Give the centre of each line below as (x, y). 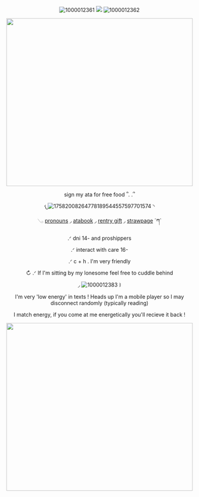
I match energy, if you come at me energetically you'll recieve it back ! (99, 314)
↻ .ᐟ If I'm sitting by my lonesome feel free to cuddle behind (99, 273)
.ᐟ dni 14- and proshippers (99, 238)
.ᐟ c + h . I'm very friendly (99, 261)
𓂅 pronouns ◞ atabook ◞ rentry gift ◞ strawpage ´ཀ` (99, 220)
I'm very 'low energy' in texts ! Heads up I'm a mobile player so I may (99, 297)
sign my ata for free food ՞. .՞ (99, 195)
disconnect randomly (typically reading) (99, 303)
